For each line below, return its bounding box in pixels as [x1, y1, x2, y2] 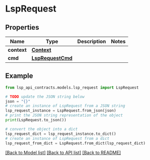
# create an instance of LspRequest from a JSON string [5, 104, 125, 109]
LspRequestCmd [31, 55, 73, 61]
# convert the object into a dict [5, 126, 78, 131]
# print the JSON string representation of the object [5, 113, 123, 118]
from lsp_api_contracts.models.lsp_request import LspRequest [5, 85, 139, 90]
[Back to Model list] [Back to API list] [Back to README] [5, 149, 121, 156]
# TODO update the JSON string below [5, 94, 85, 99]
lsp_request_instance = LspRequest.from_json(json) [5, 108, 116, 113]
